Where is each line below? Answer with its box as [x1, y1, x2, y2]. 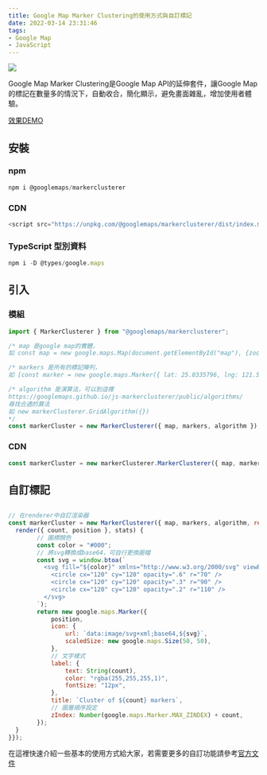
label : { [50, 659, 80, 668]
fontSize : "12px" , [64, 681, 126, 690]
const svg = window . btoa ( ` [37, 556, 126, 564]
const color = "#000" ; [37, 541, 112, 549]
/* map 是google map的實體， [8, 342, 99, 350]
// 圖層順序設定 [50, 704, 98, 712]
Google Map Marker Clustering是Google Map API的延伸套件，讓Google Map [8, 79, 258, 88]
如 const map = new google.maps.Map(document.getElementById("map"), [8, 349, 242, 358]
